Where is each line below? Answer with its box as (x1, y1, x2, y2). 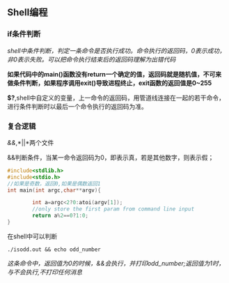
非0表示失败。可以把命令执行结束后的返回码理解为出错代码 (7, 55, 176, 63)
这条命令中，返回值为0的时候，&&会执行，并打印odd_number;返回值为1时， (7, 259, 225, 267)
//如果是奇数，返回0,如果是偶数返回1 (7, 180, 101, 187)
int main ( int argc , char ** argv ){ (7, 187, 101, 194)
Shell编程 (7, 6, 48, 19)
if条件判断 (7, 29, 41, 39)
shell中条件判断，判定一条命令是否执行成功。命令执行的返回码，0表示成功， (7, 46, 226, 54)
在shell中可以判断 (7, 232, 58, 240)
